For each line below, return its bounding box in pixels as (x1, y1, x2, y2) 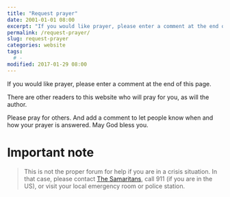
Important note (7, 144, 94, 160)
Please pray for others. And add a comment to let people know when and (7, 114, 214, 122)
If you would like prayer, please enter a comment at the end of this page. (7, 79, 212, 88)
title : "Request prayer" (7, 10, 78, 17)
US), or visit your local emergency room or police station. (23, 182, 186, 190)
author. (7, 100, 27, 108)
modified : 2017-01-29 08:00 (7, 61, 88, 68)
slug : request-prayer (7, 36, 69, 42)
